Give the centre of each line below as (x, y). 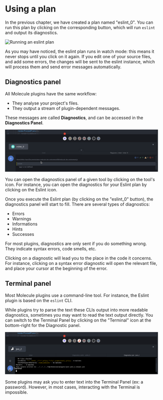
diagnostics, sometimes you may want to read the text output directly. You (79, 315)
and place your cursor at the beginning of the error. (56, 269)
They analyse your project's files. (45, 103)
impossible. (16, 392)
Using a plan (31, 9)
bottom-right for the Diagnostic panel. (43, 325)
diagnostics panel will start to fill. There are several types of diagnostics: (77, 204)
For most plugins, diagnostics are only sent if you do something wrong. (76, 244)
